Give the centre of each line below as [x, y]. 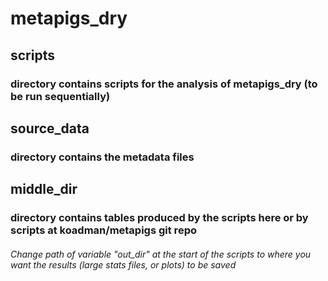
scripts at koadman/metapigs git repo [103, 230]
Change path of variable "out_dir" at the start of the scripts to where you [161, 254]
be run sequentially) [60, 96]
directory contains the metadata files [102, 157]
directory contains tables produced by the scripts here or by [159, 218]
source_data [50, 128]
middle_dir [44, 189]
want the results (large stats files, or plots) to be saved [123, 264]
